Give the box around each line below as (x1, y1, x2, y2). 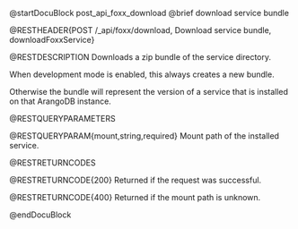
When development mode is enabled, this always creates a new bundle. (9, 69, 276, 80)
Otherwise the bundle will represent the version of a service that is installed (9, 87, 289, 97)
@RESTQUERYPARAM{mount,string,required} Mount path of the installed (9, 131, 280, 141)
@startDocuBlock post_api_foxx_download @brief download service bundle (9, 8, 290, 18)
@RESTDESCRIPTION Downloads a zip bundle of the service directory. (9, 52, 272, 62)
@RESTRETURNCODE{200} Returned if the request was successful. (9, 174, 262, 185)
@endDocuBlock (9, 209, 72, 220)
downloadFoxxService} (9, 35, 95, 45)
